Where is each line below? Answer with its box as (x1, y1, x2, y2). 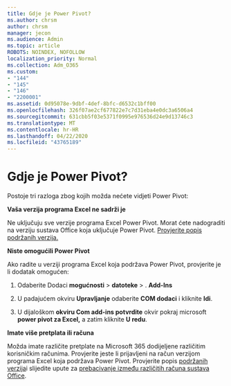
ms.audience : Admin (7, 36, 64, 43)
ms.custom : (7, 68, 39, 75)
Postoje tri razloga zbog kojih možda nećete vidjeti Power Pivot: (7, 192, 189, 200)
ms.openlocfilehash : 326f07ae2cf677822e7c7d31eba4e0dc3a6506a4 (7, 107, 194, 114)
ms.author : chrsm (7, 17, 57, 24)
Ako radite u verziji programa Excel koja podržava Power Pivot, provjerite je (7, 261, 221, 269)
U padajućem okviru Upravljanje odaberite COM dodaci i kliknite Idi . (17, 295, 213, 303)
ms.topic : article (7, 42, 60, 49)
